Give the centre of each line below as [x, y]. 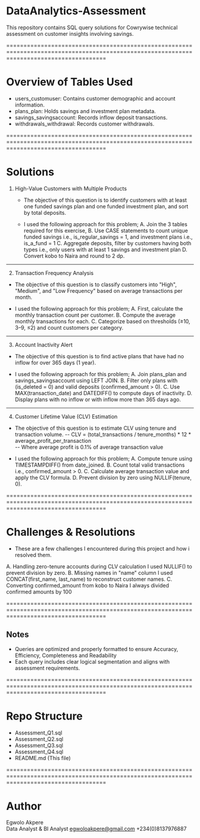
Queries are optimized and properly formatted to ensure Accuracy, [96, 649]
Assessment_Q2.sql [39, 739]
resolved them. [33, 555]
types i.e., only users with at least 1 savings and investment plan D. [105, 249]
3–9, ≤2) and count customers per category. [69, 327]
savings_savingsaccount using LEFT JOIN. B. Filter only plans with [96, 380]
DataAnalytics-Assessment [76, 11]
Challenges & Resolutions [71, 532]
